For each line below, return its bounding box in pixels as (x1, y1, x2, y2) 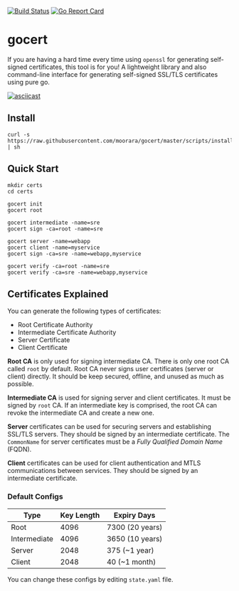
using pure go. (7, 78, 50, 86)
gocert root (7, 206, 43, 213)
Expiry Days (113, 510, 156, 520)
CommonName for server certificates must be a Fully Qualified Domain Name (7, 437, 223, 446)
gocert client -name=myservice (7, 244, 100, 251)
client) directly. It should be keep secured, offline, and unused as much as (7, 372, 224, 380)
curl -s (7, 131, 31, 138)
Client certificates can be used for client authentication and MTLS (7, 459, 201, 467)
